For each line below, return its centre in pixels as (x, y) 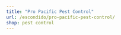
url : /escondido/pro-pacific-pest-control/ (61, 17)
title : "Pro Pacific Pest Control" (50, 12)
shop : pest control (30, 23)
